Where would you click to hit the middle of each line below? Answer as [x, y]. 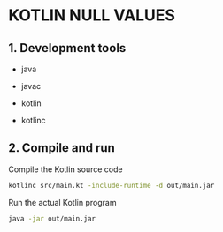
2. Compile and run [62, 148]
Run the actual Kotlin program [62, 202]
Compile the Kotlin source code [65, 169]
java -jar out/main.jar [52, 218]
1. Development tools [67, 48]
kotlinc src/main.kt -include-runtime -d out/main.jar [111, 185]
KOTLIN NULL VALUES [92, 15]
